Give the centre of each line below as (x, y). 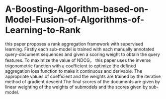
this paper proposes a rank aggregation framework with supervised (74, 44)
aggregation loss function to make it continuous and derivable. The (74, 71)
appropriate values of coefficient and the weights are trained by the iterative (83, 76)
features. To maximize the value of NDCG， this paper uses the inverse (78, 60)
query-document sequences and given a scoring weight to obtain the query (83, 54)
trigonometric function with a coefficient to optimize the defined (71, 66)
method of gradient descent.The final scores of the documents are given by (83, 81)
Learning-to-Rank (43, 30)
